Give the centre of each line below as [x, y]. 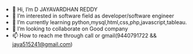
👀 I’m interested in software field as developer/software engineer [93, 16]
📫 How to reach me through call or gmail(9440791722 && [84, 35]
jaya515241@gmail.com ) [42, 44]
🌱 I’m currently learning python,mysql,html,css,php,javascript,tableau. [99, 22]
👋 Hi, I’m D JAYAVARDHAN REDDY [55, 9]
